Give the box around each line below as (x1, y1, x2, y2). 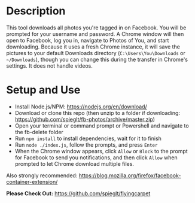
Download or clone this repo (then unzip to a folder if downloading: (14, 109, 181, 116)
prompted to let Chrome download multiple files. (14, 160, 135, 167)
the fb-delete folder (14, 128, 64, 135)
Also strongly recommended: (6, 172, 78, 179)
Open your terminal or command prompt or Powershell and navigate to (14, 122, 190, 129)
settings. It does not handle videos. (6, 62, 93, 69)
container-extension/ (6, 178, 58, 185)
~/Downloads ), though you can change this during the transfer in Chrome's (6, 56, 188, 63)
